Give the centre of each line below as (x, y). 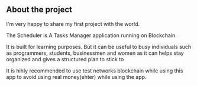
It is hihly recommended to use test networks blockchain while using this (95, 71)
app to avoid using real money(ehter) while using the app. (76, 77)
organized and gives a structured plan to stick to (65, 59)
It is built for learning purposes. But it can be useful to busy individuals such (99, 47)
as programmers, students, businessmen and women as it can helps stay (95, 53)
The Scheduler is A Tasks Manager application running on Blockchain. (92, 35)
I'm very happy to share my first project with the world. (73, 24)
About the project (39, 10)
